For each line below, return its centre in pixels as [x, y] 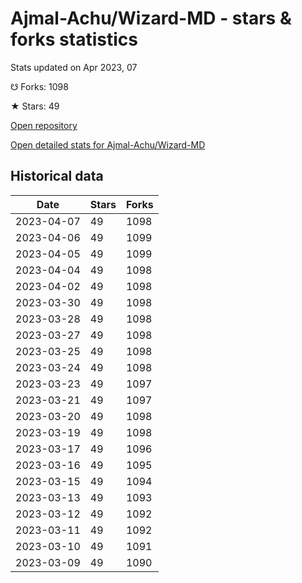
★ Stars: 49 [35, 106]
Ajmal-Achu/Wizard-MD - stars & [151, 18]
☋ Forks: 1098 [39, 86]
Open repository [44, 125]
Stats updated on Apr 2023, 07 [74, 67]
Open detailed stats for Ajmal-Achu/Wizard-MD [108, 144]
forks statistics [74, 39]
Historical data [57, 176]
